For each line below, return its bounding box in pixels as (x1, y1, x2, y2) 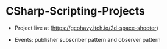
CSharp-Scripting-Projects (5, 4, 146, 18)
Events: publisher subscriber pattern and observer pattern (14, 36, 161, 43)
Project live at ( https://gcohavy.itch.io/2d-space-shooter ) (14, 24, 159, 31)
